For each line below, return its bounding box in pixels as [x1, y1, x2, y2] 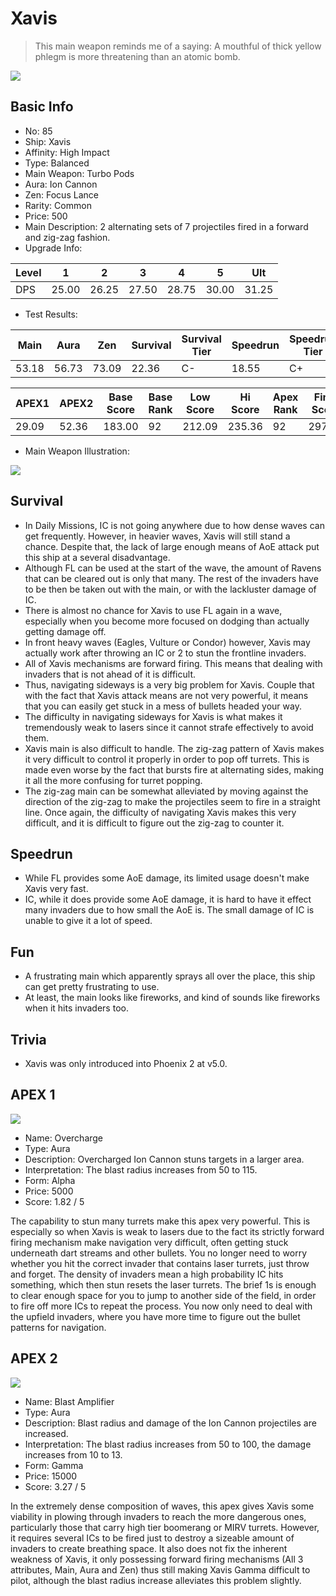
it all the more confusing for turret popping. [24, 774, 203, 786]
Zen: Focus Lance [24, 188, 99, 201]
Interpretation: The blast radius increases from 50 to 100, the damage [24, 1438, 312, 1450]
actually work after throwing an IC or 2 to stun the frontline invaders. [24, 647, 307, 659]
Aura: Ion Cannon [24, 178, 98, 190]
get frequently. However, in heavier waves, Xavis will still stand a [24, 530, 291, 542]
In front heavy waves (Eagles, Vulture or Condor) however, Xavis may [24, 636, 311, 648]
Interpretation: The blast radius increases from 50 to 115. [24, 1163, 258, 1176]
